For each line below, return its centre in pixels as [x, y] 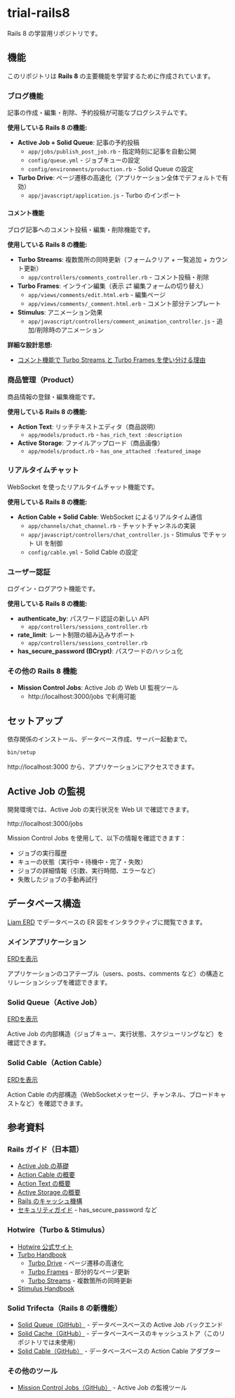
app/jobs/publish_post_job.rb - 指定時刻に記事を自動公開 [112, 151]
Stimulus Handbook [46, 1288]
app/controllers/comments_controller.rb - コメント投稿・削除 [118, 277]
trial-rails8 [39, 13]
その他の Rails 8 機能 [42, 672]
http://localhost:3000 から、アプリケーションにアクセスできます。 [103, 767]
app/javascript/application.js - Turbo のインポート [105, 196]
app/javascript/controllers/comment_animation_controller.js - [121, 321]
